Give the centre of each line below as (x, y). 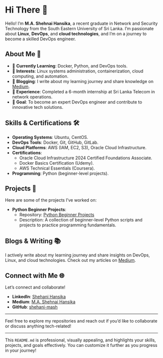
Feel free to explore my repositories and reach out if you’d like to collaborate (81, 321)
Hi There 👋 (26, 10)
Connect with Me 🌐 (35, 276)
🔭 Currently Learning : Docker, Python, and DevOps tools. (70, 66)
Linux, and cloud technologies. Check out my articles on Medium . (71, 260)
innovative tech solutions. (38, 107)
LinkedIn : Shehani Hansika (39, 297)
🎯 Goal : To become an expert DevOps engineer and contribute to (77, 102)
